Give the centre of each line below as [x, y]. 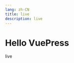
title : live [17, 14]
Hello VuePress [37, 43]
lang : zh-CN [17, 10]
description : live [24, 19]
